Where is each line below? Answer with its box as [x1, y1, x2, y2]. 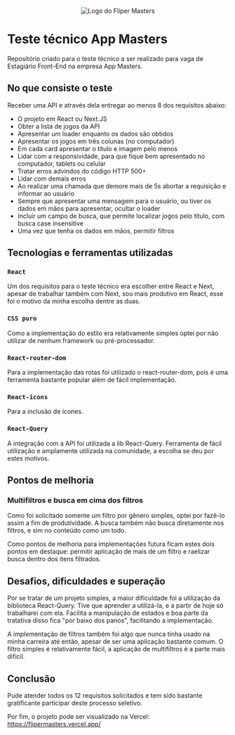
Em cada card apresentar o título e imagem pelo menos [17, 144, 177, 152]
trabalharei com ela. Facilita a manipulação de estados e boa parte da [7, 609, 208, 618]
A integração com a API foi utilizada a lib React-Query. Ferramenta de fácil [7, 439, 222, 448]
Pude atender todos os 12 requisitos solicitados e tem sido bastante [7, 691, 203, 699]
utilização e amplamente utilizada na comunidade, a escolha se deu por [7, 446, 214, 455]
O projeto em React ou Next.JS [17, 115, 107, 123]
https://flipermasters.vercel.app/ [7, 720, 101, 728]
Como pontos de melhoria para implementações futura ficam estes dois [7, 540, 215, 548]
